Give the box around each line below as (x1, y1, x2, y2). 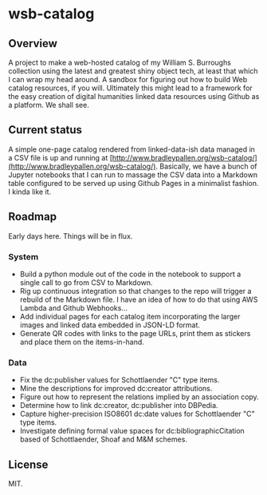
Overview (8, 37, 58, 50)
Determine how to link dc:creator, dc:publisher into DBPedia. (19, 401, 218, 410)
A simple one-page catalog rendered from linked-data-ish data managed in (8, 145, 255, 154)
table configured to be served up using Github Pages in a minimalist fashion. (8, 178, 259, 188)
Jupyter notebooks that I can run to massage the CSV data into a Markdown (8, 169, 257, 180)
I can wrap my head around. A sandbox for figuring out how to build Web (8, 75, 248, 84)
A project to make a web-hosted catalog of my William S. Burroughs (8, 57, 231, 67)
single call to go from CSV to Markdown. (19, 277, 153, 287)
